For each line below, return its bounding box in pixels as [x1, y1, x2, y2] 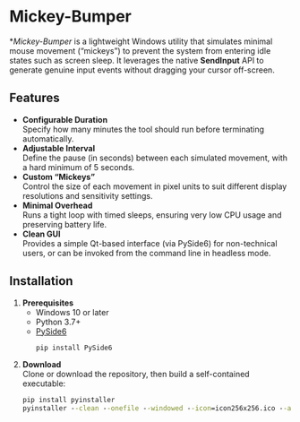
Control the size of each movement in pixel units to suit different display [21, 181, 287, 192]
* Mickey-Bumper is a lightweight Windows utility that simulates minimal [9, 36, 273, 47]
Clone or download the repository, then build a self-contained [21, 369, 250, 380]
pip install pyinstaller [21, 396, 116, 405]
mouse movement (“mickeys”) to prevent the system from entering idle [9, 45, 271, 56]
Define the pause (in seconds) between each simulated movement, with [21, 152, 288, 163]
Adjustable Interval [21, 142, 96, 153]
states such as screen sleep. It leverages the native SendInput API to [9, 55, 264, 65]
